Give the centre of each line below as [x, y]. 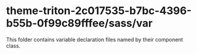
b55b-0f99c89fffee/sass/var [79, 23]
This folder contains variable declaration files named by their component [95, 39]
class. [13, 46]
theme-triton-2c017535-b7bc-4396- [99, 11]
